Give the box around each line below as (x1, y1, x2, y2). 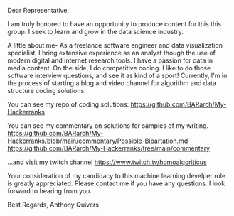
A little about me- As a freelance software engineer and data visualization (7, 41, 223, 49)
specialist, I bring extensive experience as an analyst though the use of (7, 49, 216, 57)
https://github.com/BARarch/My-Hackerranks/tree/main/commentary (7, 144, 211, 152)
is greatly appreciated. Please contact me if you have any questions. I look (7, 179, 225, 188)
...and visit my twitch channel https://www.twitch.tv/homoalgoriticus (7, 158, 208, 166)
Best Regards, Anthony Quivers (7, 200, 100, 209)
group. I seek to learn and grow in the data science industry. (7, 28, 184, 36)
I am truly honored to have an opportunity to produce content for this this (7, 20, 222, 28)
